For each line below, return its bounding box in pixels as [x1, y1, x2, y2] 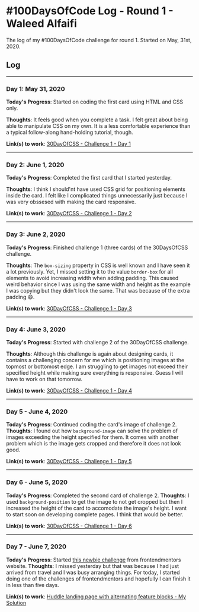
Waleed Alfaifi [6, 17, 77, 30]
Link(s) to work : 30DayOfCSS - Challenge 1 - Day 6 [6, 522, 132, 529]
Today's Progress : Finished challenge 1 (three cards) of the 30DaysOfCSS [6, 244, 188, 251]
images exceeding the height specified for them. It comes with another [6, 434, 179, 441]
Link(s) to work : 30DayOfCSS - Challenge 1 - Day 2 [6, 210, 132, 217]
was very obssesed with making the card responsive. [6, 198, 136, 206]
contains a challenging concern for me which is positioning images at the [6, 356, 185, 363]
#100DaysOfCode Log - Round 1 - [6, 4, 174, 18]
